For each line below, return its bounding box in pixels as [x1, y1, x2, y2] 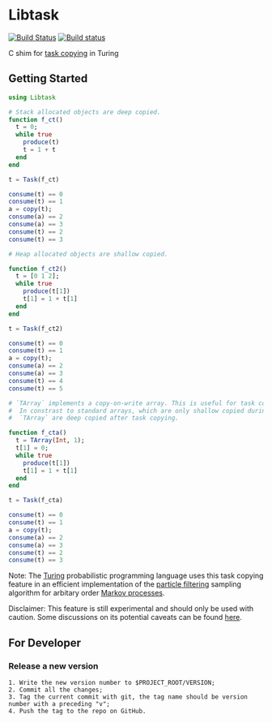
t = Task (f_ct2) [8, 325, 63, 333]
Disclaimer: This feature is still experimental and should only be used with [8, 604, 254, 613]
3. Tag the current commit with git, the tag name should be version [8, 692, 249, 701]
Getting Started [8, 71, 88, 86]
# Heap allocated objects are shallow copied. [8, 250, 168, 258]
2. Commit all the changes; [8, 686, 104, 694]
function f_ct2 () [8, 265, 67, 273]
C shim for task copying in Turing [8, 48, 119, 58]
